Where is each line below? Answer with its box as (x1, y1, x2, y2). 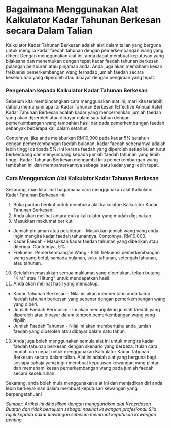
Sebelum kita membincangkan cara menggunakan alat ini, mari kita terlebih (6, 98, 163, 104)
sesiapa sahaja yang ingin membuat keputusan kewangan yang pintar (13, 359, 159, 366)
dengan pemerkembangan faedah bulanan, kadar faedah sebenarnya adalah (6, 140, 166, 147)
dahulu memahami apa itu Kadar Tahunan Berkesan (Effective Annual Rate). (6, 104, 164, 110)
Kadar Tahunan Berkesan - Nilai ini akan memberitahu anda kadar (13, 290, 151, 296)
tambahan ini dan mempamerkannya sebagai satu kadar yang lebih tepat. (6, 162, 159, 168)
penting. (6, 417, 23, 423)
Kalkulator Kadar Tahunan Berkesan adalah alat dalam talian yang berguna (6, 42, 161, 48)
